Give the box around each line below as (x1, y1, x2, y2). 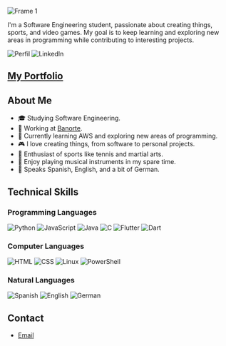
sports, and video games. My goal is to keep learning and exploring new (7, 29, 220, 36)
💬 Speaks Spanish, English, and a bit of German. (17, 165, 160, 174)
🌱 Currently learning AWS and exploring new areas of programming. (17, 132, 218, 141)
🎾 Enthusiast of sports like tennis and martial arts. (17, 150, 164, 158)
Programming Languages (7, 207, 98, 217)
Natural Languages (7, 275, 75, 285)
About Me (7, 94, 52, 106)
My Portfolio (7, 70, 63, 82)
